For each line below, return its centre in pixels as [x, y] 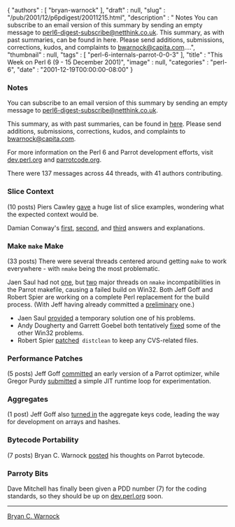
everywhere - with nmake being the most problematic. [84, 268]
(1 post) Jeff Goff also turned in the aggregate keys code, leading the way [114, 414]
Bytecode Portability [43, 440]
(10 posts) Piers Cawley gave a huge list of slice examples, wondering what [116, 206]
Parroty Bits [28, 473]
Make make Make [36, 246]
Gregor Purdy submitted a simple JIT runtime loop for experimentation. [109, 381]
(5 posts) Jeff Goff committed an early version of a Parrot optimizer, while [114, 374]
